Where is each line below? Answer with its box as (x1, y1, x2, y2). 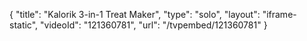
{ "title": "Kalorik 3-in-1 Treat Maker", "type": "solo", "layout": (9, 9, 261, 20)
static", (9, 19, 39, 31)
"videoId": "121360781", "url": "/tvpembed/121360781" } (40, 19, 268, 31)
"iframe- (262, 9, 297, 20)
